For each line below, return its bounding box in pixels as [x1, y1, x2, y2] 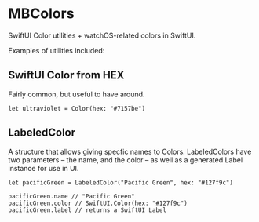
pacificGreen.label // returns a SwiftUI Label [8, 206, 167, 214]
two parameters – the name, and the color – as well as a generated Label [8, 155, 243, 165]
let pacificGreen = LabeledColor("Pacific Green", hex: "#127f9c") [8, 178, 234, 187]
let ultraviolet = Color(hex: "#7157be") [8, 104, 146, 112]
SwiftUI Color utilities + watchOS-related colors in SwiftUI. [8, 31, 196, 40]
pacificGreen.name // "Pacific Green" [8, 192, 135, 200]
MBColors [8, 5, 75, 23]
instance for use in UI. [8, 163, 79, 173]
